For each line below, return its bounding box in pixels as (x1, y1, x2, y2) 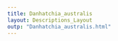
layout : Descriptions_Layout (7, 17, 93, 24)
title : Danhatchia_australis (7, 10, 93, 17)
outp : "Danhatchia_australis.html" (7, 23, 112, 30)
